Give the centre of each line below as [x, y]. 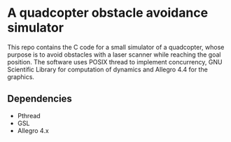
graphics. [21, 77]
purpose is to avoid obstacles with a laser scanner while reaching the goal [114, 55]
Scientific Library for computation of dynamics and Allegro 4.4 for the [107, 69]
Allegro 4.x [33, 130]
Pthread [29, 115]
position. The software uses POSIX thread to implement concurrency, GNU [115, 62]
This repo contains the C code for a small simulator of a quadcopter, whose [116, 47]
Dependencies [40, 99]
